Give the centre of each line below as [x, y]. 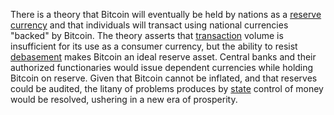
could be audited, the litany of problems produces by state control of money [167, 88]
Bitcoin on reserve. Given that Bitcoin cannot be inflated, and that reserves [164, 78]
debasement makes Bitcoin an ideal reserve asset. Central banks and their [163, 57]
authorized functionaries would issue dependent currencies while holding [162, 67]
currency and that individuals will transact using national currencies [149, 25]
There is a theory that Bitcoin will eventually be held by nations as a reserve [166, 14]
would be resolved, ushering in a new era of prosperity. [124, 99]
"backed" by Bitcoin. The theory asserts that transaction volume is [147, 35]
